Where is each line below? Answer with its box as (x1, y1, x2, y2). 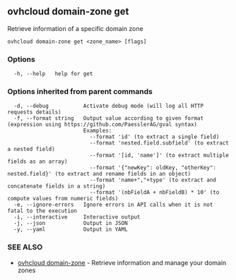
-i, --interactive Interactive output (13, 214, 141, 221)
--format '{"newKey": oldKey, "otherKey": (89, 164, 217, 171)
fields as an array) (7, 158, 69, 165)
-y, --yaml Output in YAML (13, 226, 129, 233)
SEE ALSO (7, 243, 43, 252)
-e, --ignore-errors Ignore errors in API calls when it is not (13, 201, 213, 209)
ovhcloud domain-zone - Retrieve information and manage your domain (17, 258, 227, 267)
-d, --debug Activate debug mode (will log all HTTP (13, 102, 203, 110)
